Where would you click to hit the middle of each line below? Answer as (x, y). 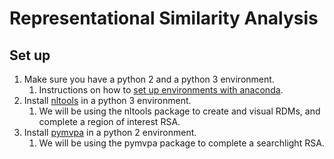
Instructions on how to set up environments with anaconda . (161, 90)
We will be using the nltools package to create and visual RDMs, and (179, 111)
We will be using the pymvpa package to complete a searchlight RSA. (181, 143)
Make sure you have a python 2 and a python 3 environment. (149, 79)
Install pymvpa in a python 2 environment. (110, 132)
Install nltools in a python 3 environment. (107, 100)
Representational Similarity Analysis (164, 18)
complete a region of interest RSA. (109, 121)
